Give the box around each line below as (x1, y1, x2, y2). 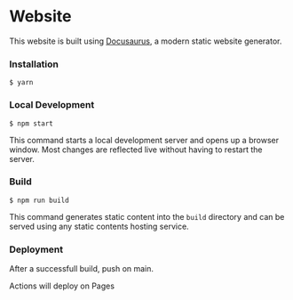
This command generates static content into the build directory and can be (9, 211, 285, 222)
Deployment (9, 243, 64, 255)
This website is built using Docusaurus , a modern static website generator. (9, 36, 282, 46)
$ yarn (9, 78, 34, 87)
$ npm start (9, 118, 53, 128)
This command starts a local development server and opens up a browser (9, 134, 280, 145)
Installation (9, 58, 59, 70)
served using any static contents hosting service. (9, 221, 189, 231)
